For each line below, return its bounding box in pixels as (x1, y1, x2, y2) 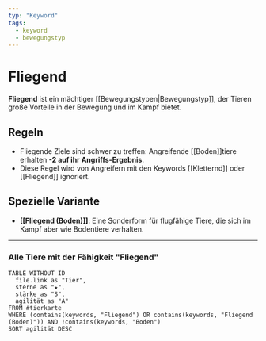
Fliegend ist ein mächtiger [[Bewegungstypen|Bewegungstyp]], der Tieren (8, 94, 252, 104)
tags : (8, 19, 26, 27)
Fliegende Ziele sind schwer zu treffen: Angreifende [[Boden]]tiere (19, 147, 237, 155)
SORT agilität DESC (8, 325, 73, 333)
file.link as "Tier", (15, 277, 87, 285)
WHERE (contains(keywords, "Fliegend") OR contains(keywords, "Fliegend (8, 311, 253, 320)
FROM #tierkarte (8, 305, 62, 312)
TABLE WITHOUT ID (8, 270, 66, 278)
